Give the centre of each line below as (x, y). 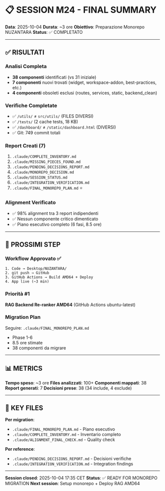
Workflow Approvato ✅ (33, 258)
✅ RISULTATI (25, 52)
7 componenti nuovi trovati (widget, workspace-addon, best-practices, (84, 82)
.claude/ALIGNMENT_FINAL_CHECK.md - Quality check (64, 439)
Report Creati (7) (25, 146)
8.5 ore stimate (27, 342)
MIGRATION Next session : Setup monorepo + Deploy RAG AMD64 (72, 484)
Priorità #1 (18, 294)
